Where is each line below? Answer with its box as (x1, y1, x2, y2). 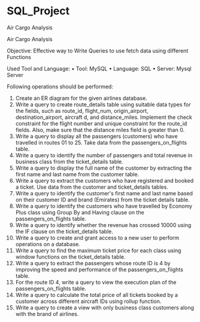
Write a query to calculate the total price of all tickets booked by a (15, 291, 178, 298)
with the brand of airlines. (15, 310, 79, 317)
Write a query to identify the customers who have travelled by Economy (15, 202, 193, 210)
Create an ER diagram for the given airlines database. (15, 94, 147, 102)
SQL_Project (7, 4, 70, 18)
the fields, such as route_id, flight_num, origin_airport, (15, 107, 149, 114)
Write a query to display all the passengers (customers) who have (15, 133, 178, 140)
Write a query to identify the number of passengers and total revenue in (15, 151, 193, 159)
